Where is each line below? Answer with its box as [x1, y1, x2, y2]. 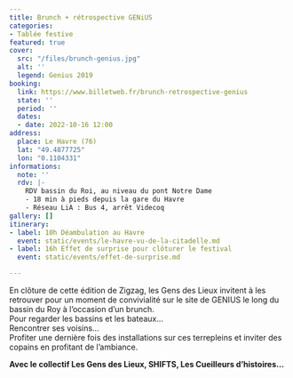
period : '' [17, 104, 58, 113]
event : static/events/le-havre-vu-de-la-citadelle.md [17, 237, 220, 245]
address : [9, 129, 42, 138]
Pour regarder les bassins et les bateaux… [9, 313, 164, 324]
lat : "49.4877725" [17, 145, 86, 154]
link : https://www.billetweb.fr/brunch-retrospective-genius [17, 87, 249, 96]
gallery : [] [9, 211, 53, 221]
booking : [9, 79, 42, 88]
